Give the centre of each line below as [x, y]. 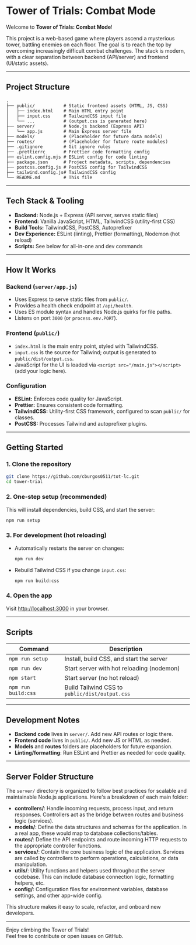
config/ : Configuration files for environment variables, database [91, 889]
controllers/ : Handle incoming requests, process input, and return [94, 809]
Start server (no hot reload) [102, 677]
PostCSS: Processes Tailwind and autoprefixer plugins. [81, 423]
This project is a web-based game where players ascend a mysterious [90, 38]
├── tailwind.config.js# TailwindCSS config [61, 172]
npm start [22, 678]
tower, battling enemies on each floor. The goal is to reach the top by [89, 44]
